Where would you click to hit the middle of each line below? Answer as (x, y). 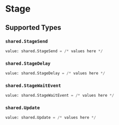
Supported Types (33, 28)
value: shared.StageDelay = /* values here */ (55, 73)
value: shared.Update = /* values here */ (51, 118)
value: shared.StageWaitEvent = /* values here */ (60, 96)
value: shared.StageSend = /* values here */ (54, 51)
